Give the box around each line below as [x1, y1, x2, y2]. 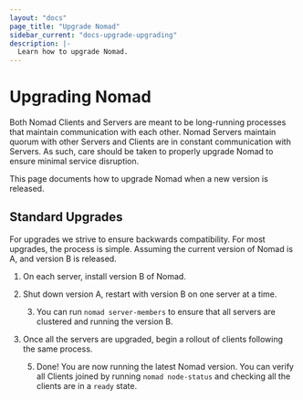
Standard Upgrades [9, 209, 123, 225]
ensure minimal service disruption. [9, 156, 140, 167]
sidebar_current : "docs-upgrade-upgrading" [9, 30, 178, 39]
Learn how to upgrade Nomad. [17, 47, 129, 57]
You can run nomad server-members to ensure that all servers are [36, 306, 277, 317]
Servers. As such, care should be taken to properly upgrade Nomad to [9, 146, 274, 157]
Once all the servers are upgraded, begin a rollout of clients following [22, 333, 284, 344]
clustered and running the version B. [36, 316, 173, 327]
